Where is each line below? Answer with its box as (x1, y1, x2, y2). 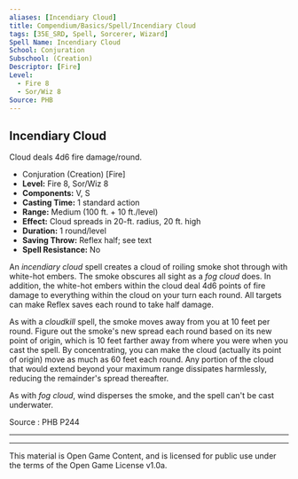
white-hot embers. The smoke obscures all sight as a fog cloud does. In (9, 271, 271, 282)
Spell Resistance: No (21, 245, 101, 255)
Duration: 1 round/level (21, 225, 106, 236)
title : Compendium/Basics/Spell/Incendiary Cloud (9, 21, 197, 30)
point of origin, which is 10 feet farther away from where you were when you (9, 335, 288, 346)
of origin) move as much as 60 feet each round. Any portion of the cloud (9, 354, 274, 365)
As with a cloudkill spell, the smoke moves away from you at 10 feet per (9, 317, 271, 327)
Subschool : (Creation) (9, 54, 93, 63)
